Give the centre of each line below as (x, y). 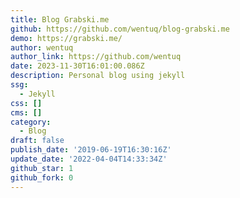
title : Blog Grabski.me (60, 19)
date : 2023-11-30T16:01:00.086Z (77, 66)
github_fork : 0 (42, 177)
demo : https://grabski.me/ (66, 38)
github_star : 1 (42, 168)
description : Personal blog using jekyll (98, 76)
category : (31, 122)
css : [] (26, 103)
